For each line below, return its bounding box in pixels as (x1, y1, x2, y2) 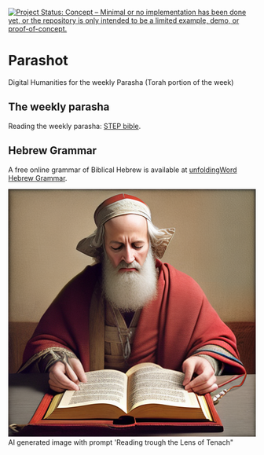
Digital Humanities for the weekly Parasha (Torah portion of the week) (8, 77, 234, 86)
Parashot (8, 52, 68, 70)
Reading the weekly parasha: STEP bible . (8, 121, 141, 130)
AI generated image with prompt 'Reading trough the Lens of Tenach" (8, 437, 234, 447)
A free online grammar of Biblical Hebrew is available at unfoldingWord (8, 165, 237, 174)
